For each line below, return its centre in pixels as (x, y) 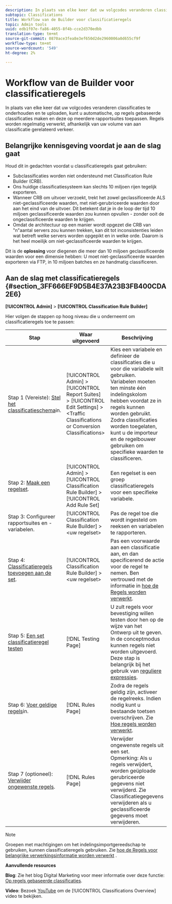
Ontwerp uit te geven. (136, 633)
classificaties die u (133, 363)
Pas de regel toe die (134, 514)
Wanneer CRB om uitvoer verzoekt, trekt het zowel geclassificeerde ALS (89, 198)
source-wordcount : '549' (32, 48)
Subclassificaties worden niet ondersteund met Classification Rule (82, 176)
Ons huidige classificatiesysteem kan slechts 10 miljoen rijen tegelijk (85, 187)
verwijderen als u (131, 803)
